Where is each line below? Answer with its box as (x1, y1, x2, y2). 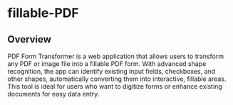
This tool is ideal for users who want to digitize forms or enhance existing (7, 82, 222, 90)
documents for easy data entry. (7, 90, 100, 98)
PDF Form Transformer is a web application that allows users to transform (7, 52, 224, 60)
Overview (7, 33, 52, 45)
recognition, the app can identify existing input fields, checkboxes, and (7, 67, 216, 75)
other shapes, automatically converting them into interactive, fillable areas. (7, 74, 227, 83)
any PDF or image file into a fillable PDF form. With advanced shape (7, 60, 207, 68)
